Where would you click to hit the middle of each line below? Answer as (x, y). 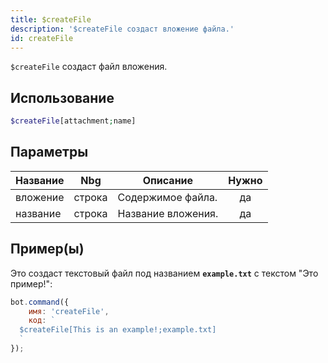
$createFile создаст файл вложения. (89, 67)
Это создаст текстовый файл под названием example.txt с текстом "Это (164, 273)
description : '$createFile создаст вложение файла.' (122, 29)
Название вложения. (168, 213)
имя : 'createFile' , (69, 311)
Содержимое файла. (167, 197)
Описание (168, 180)
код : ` (42, 321)
